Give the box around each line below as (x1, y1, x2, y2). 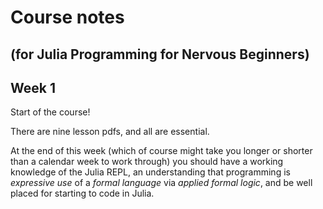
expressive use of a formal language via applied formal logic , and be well (10, 177, 313, 189)
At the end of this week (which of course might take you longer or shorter (10, 145, 313, 157)
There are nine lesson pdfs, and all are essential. (10, 126, 210, 138)
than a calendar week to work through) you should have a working (10, 156, 284, 168)
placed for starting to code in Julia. (10, 187, 155, 200)
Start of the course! (10, 106, 91, 118)
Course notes (10, 6, 125, 29)
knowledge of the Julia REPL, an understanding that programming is (10, 166, 291, 178)
